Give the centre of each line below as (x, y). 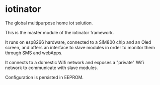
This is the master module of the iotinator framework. (60, 32)
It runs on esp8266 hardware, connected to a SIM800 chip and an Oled (78, 42)
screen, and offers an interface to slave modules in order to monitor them (80, 47)
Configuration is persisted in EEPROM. (44, 77)
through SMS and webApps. (34, 53)
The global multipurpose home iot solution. (49, 23)
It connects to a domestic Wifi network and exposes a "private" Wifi (75, 62)
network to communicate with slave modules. (52, 68)
